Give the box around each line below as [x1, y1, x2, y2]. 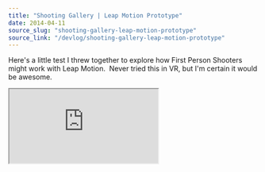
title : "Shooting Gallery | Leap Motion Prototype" [8, 11, 182, 20]
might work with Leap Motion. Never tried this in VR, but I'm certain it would [8, 64, 258, 74]
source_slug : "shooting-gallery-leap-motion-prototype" [8, 26, 197, 34]
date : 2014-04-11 [8, 19, 66, 27]
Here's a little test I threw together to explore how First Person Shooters [8, 55, 243, 65]
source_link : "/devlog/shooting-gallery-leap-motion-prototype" [8, 33, 225, 42]
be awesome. [8, 72, 53, 82]
